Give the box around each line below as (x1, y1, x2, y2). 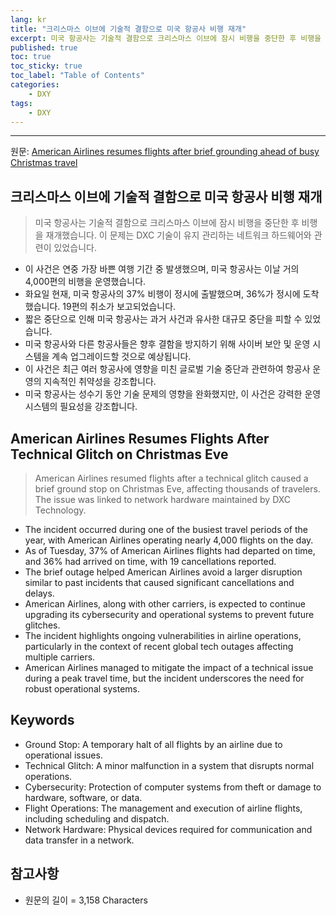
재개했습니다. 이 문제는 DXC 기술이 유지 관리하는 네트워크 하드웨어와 (45, 229, 312, 241)
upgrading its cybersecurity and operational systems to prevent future (24, 609, 315, 620)
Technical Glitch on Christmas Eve (10, 446, 229, 463)
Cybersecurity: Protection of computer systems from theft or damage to (24, 781, 322, 793)
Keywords (10, 712, 75, 729)
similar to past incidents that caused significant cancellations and (24, 577, 295, 588)
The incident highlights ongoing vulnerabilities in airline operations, (24, 630, 302, 641)
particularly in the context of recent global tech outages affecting (24, 641, 294, 652)
